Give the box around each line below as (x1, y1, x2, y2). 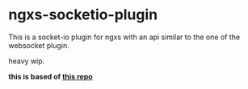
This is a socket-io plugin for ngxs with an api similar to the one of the (8, 32, 241, 42)
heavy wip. (8, 56, 45, 66)
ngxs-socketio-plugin (8, 6, 158, 24)
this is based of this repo (8, 71, 93, 81)
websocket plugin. (8, 40, 70, 50)
